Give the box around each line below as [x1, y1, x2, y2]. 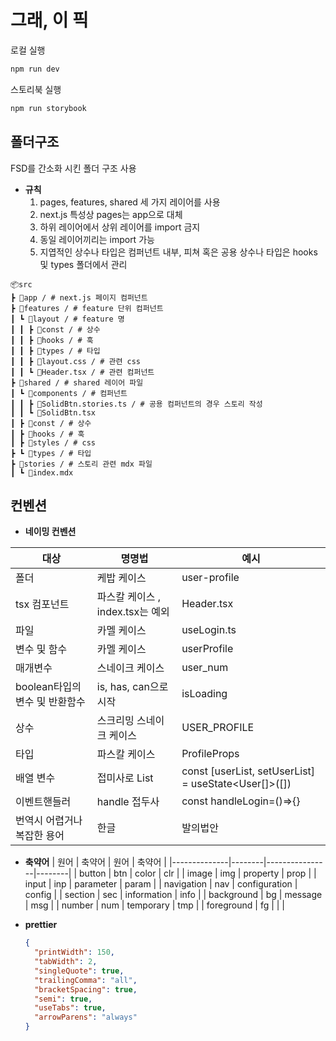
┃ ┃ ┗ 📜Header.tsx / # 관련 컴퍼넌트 [10, 367, 155, 377]
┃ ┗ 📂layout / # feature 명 [10, 314, 125, 324]
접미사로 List [96, 771, 154, 785]
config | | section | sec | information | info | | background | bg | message [24, 889, 323, 901]
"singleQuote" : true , [34, 966, 125, 976]
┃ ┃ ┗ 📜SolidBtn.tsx [10, 407, 97, 418]
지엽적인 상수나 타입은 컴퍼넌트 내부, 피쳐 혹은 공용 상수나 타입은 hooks [39, 246, 318, 258]
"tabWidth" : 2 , [34, 957, 98, 967]
